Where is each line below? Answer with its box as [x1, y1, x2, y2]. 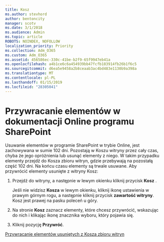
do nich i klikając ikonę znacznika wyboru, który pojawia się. [12, 212, 134, 218]
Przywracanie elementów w [5, 106, 121, 116]
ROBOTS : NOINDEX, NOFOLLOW [5, 39, 60, 44]
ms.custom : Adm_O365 [5, 52, 47, 58]
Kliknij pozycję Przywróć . [12, 222, 64, 228]
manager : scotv [5, 21, 36, 26]
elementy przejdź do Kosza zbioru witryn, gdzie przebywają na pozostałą [5, 158, 153, 164]
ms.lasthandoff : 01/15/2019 [5, 80, 63, 85]
